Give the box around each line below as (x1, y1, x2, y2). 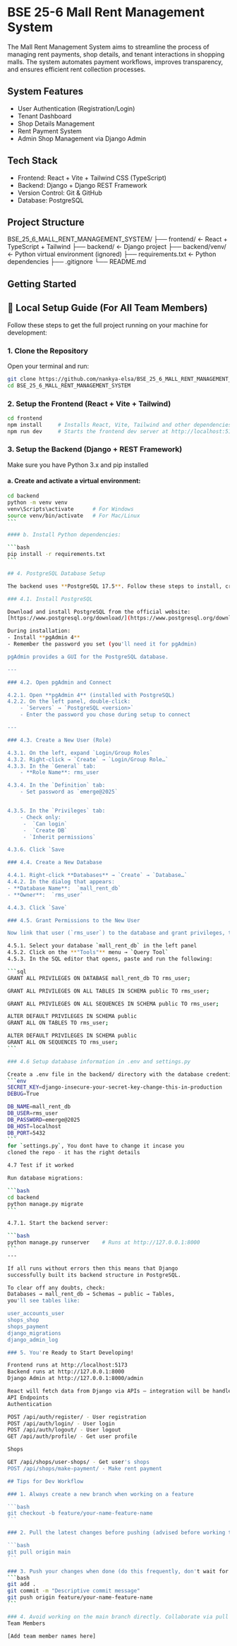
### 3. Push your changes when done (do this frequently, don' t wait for (7, 1568, 229, 1575)
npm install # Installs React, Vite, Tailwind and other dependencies (7, 421, 232, 428)
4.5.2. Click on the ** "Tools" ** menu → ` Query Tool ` (7, 949, 169, 956)
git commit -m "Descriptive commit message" (7, 1587, 140, 1594)
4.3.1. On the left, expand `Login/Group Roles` (7, 749, 153, 756)
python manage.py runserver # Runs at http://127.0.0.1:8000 (7, 1239, 200, 1246)
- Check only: (20, 813, 61, 821)
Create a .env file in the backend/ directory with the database (7, 1070, 203, 1078)
